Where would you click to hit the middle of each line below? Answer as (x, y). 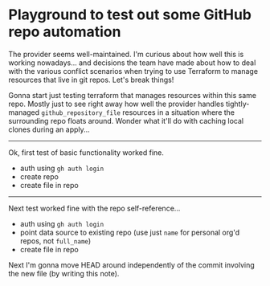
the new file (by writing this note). (64, 273)
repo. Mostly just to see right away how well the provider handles (117, 104)
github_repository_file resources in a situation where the (138, 112)
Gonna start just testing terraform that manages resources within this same (133, 95)
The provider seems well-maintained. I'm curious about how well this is (126, 54)
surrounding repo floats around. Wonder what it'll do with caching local (126, 121)
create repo (39, 176)
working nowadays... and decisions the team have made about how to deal (132, 63)
